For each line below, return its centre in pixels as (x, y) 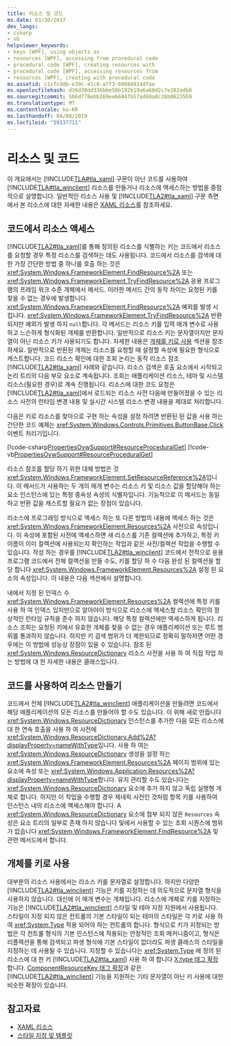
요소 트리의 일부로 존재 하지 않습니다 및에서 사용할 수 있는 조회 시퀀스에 (115, 823)
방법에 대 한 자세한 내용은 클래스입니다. (66, 662)
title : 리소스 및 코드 (35, 13)
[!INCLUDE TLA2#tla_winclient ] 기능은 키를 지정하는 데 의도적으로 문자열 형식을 (114, 890)
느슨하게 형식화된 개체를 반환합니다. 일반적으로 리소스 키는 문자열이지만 (115, 333)
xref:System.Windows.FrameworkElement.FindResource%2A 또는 (100, 272)
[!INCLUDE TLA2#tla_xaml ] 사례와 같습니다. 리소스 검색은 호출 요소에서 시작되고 (115, 367)
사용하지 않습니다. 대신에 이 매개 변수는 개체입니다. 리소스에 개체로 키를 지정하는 (114, 899)
